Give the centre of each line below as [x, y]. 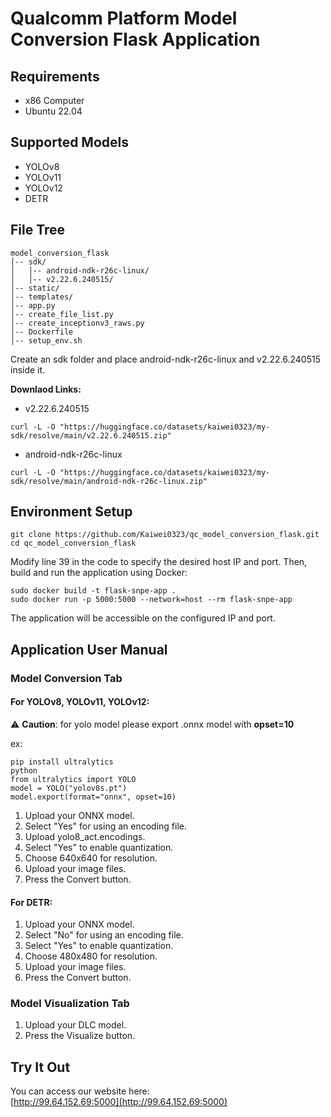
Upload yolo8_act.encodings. [85, 836]
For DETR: [31, 902]
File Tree [38, 230]
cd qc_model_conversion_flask [73, 543]
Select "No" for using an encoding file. [104, 935]
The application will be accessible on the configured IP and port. [143, 618]
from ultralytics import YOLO [73, 779]
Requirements [55, 76]
